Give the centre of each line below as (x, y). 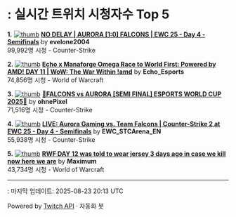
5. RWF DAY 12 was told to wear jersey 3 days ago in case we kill (117, 153)
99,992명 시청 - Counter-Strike (52, 50)
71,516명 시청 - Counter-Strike (50, 110)
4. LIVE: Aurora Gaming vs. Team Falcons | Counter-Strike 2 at (114, 124)
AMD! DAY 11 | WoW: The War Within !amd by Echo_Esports (96, 72)
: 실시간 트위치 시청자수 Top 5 (88, 14)
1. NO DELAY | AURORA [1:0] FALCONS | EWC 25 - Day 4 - (106, 34)
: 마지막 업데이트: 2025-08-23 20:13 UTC (66, 191)
